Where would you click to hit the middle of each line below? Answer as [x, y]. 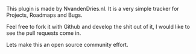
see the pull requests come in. [44, 33]
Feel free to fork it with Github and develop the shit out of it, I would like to [98, 27]
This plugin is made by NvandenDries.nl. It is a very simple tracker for [93, 9]
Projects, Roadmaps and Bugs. [44, 15]
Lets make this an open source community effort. [67, 45]
